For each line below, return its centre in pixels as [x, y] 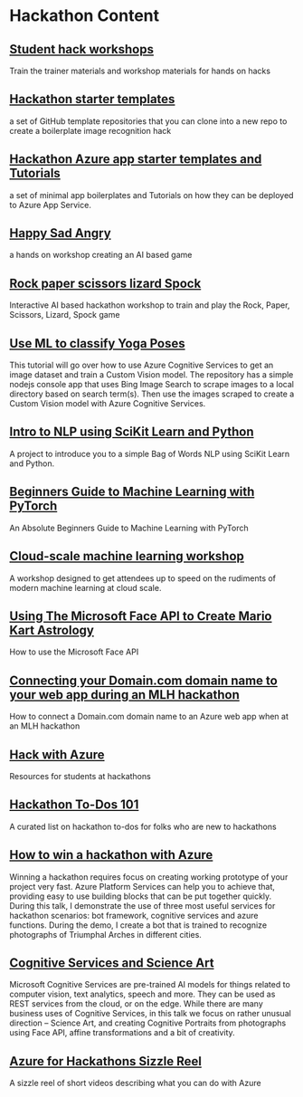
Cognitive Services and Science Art [112, 963]
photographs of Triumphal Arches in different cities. [105, 934]
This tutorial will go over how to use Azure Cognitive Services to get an [142, 365]
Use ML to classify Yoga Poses [97, 343]
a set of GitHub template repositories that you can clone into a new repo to [148, 121]
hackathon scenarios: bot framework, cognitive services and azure [134, 915]
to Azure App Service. [51, 205]
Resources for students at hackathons [80, 776]
